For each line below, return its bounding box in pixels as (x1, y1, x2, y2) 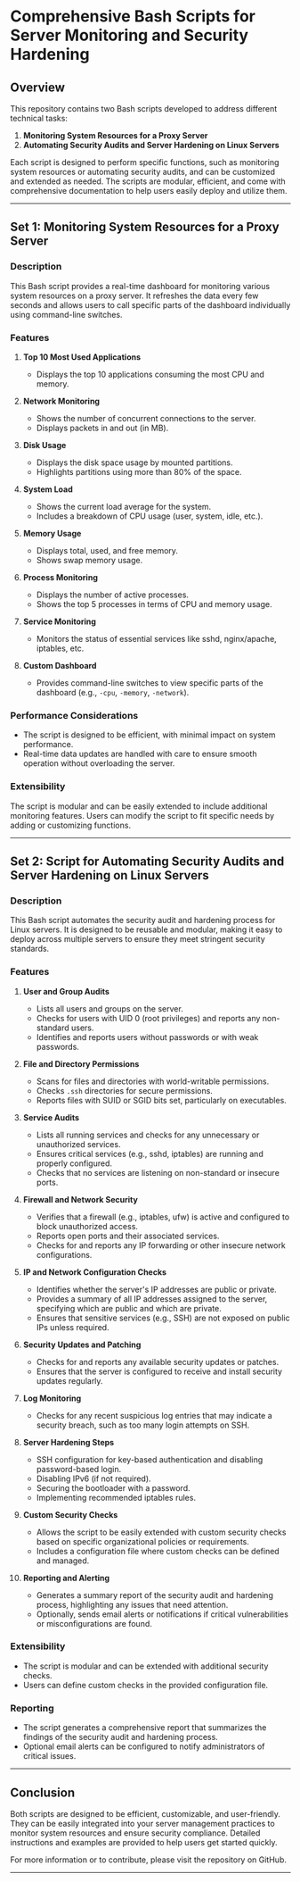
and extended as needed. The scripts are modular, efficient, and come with (10, 176, 286, 187)
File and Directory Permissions (22, 1058, 140, 1069)
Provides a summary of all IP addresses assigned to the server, (36, 1293, 268, 1304)
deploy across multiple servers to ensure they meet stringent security (10, 934, 265, 945)
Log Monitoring (22, 1393, 82, 1403)
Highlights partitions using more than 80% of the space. (36, 466, 243, 477)
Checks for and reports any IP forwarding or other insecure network (36, 1239, 286, 1251)
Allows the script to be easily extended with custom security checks (36, 1527, 287, 1537)
